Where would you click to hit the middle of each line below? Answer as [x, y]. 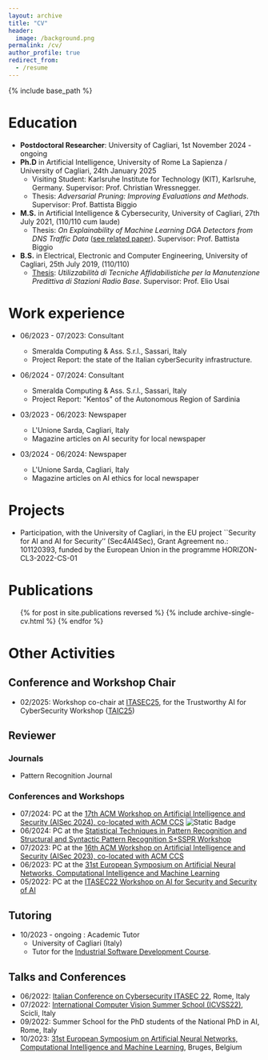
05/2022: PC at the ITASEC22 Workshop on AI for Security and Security [138, 882]
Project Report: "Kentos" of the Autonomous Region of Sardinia [136, 399]
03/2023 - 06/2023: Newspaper [73, 414]
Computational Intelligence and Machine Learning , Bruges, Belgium [131, 1047]
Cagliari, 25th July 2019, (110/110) [75, 264]
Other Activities [62, 653]
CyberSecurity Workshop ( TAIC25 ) [77, 710]
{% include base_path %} [50, 90]
